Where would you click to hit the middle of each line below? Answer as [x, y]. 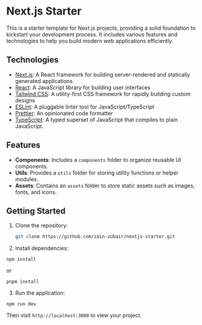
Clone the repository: [41, 226]
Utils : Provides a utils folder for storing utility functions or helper [97, 173]
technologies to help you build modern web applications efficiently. [90, 41]
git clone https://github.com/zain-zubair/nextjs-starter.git [95, 237]
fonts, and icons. [36, 192]
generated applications [44, 81]
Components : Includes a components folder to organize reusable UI [98, 159]
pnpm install [23, 282]
